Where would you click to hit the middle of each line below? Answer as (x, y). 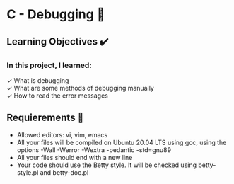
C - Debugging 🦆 (56, 15)
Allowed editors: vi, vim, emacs (62, 134)
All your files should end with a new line (75, 157)
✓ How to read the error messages (58, 96)
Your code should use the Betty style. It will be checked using (107, 165)
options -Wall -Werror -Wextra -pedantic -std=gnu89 (94, 150)
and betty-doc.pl (64, 172)
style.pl (28, 172)
